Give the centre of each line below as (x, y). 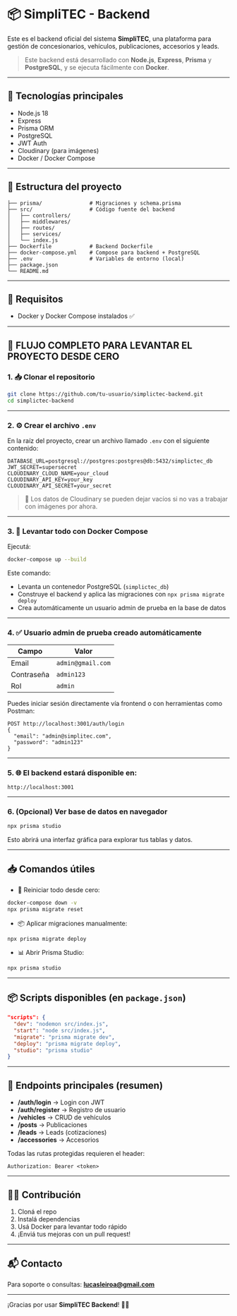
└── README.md (28, 271)
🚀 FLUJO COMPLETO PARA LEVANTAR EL (100, 345)
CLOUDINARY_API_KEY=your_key (50, 480)
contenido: (23, 449)
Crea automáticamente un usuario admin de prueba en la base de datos (122, 608)
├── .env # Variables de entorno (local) (96, 259)
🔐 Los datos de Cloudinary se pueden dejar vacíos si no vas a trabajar (126, 499)
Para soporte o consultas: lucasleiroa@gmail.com (81, 1284)
